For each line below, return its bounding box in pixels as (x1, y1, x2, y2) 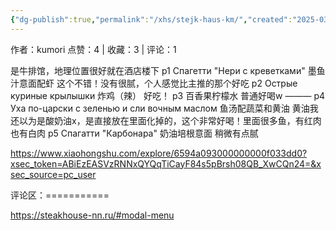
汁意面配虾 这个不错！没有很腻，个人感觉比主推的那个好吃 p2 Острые (10, 77, 298, 89)
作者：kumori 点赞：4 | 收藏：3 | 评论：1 (10, 43, 177, 55)
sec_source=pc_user (10, 168, 97, 180)
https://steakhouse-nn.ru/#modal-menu (10, 209, 175, 221)
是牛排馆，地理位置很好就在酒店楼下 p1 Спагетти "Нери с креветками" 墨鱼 (10, 64, 326, 76)
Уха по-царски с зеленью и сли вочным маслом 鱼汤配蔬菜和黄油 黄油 (10, 102, 310, 114)
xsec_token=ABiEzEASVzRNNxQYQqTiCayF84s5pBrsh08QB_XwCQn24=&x (10, 157, 322, 170)
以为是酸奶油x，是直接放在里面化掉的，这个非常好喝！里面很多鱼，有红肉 (18, 114, 322, 126)
